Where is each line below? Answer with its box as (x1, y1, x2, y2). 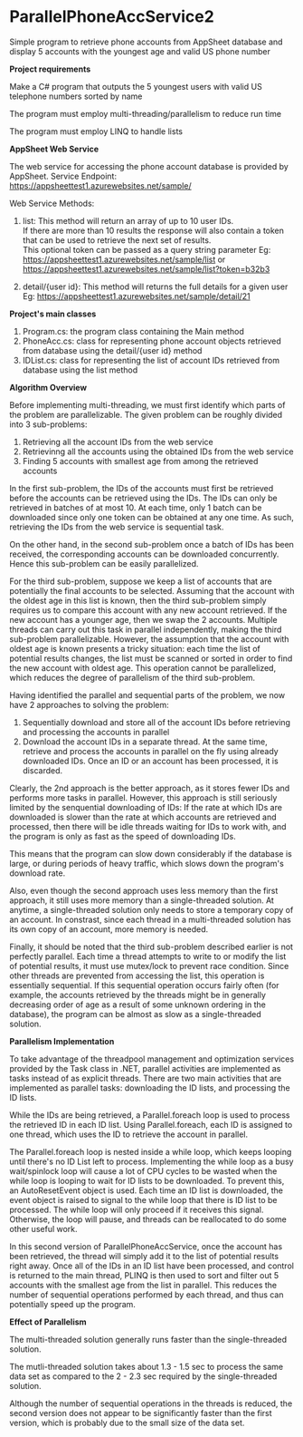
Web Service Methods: (9, 198, 95, 209)
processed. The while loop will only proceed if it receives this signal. (9, 1204, 264, 1215)
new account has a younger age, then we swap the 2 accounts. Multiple (9, 614, 278, 625)
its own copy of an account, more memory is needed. (9, 923, 209, 935)
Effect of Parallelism (9, 1316, 88, 1327)
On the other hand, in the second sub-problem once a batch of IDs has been (9, 539, 294, 549)
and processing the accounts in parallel (22, 726, 170, 737)
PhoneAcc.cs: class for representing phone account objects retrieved (22, 335, 282, 346)
